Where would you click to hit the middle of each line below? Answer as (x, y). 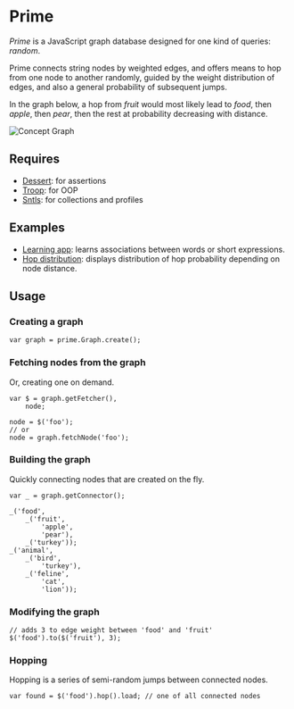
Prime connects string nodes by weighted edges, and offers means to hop (146, 68)
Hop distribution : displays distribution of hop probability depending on (151, 259)
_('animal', (31, 550)
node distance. (49, 268)
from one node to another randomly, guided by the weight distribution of (142, 77)
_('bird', (44, 558)
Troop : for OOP (50, 190)
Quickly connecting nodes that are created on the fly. (107, 479)
